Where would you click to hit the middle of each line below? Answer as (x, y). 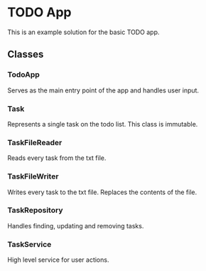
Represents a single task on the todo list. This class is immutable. (103, 124)
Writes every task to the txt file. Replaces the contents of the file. (102, 192)
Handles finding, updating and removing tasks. (76, 225)
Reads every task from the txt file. (57, 158)
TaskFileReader (35, 142)
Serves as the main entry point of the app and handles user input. (103, 90)
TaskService (29, 244)
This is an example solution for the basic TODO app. (83, 32)
